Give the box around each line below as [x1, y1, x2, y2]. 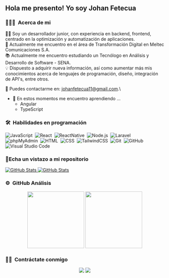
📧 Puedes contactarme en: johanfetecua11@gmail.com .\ [5, 86, 121, 92]
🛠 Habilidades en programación [5, 119, 87, 126]
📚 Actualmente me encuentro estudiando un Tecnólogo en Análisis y [5, 52, 149, 58]
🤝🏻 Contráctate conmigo [5, 256, 68, 263]
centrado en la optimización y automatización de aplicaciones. [5, 36, 135, 42]
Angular [20, 101, 37, 107]
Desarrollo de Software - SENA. [5, 59, 71, 65]
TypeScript [20, 106, 43, 112]
